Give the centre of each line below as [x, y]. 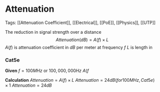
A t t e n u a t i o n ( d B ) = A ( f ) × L [82, 40]
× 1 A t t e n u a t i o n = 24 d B [29, 85]
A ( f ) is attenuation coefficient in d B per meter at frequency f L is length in [79, 47]
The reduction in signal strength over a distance [53, 32]
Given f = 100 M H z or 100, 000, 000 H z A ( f [47, 71]
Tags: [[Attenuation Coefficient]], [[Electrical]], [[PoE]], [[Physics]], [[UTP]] [80, 23]
